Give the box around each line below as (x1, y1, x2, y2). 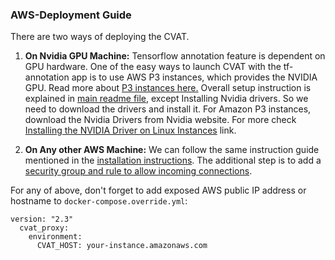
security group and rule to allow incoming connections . (24, 165, 253, 177)
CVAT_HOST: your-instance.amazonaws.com (36, 241, 208, 251)
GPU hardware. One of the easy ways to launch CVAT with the (24, 61, 282, 73)
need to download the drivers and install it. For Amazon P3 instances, (24, 103, 312, 115)
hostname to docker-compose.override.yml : (10, 195, 188, 207)
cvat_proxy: (19, 223, 70, 233)
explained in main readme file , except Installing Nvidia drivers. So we (24, 93, 309, 105)
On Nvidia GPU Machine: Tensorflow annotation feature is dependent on (24, 50, 326, 62)
